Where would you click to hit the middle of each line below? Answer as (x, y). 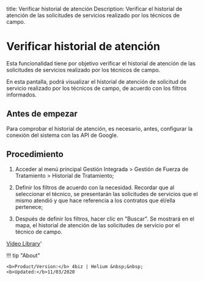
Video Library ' (24, 243)
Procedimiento (35, 154)
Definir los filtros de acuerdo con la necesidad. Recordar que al (95, 187)
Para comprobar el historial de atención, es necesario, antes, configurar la (100, 128)
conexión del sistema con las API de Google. (62, 135)
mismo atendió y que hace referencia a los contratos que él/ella (95, 200)
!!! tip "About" (23, 255)
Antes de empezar (42, 114)
